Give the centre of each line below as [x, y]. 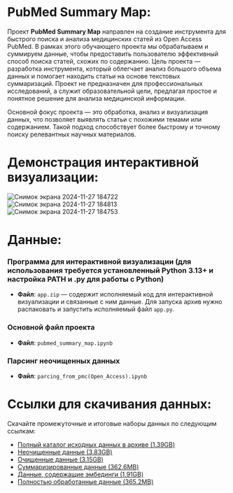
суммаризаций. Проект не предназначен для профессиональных [105, 83]
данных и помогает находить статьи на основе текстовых [94, 76]
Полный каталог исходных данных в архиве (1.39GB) [96, 444]
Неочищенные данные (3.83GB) [65, 452]
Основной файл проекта [51, 327]
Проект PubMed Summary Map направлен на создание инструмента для [116, 31]
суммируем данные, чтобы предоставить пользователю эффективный [113, 54]
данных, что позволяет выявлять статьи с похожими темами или [105, 119]
